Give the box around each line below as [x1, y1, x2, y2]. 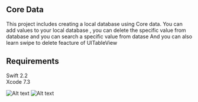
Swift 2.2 [6, 72, 28, 79]
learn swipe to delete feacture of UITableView [6, 39, 118, 46]
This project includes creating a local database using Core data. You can [6, 20, 183, 27]
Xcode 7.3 [6, 78, 31, 85]
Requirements [6, 56, 59, 67]
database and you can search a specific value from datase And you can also [6, 32, 193, 40]
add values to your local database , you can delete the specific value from [6, 27, 186, 34]
